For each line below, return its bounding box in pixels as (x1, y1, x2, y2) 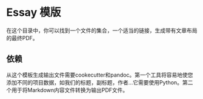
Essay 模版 (6, 5, 61, 19)
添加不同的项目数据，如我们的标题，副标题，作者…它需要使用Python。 (6, 78, 183, 86)
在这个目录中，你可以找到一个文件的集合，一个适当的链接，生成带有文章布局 (6, 27, 198, 34)
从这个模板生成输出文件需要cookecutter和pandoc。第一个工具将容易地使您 (6, 71, 193, 78)
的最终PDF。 (6, 34, 38, 41)
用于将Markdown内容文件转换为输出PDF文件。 (11, 86, 128, 94)
